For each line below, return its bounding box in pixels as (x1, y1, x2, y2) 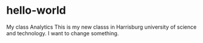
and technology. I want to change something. (6, 29, 119, 36)
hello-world (6, 4, 67, 17)
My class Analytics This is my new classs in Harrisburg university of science (6, 23, 197, 30)
